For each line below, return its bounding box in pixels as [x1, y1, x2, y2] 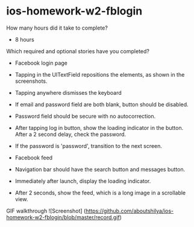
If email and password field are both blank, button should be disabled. [14, 101, 189, 108]
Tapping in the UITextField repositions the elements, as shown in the [14, 71, 185, 78]
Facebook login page [14, 59, 68, 66]
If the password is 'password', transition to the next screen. [14, 142, 163, 149]
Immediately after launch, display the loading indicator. [14, 177, 151, 185]
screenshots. [14, 77, 48, 85]
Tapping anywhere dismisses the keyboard [14, 89, 122, 96]
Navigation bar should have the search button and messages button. [14, 165, 186, 173]
